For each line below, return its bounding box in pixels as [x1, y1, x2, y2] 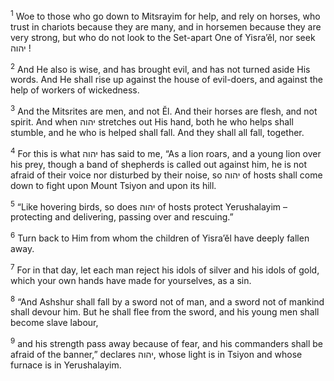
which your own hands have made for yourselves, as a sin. [10, 274, 252, 286]
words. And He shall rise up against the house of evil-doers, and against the [10, 74, 323, 86]
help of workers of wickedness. [10, 84, 140, 96]
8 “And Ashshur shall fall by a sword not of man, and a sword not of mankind [10, 294, 325, 308]
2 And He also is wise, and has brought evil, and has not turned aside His [10, 61, 311, 75]
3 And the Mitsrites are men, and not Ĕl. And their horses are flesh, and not [10, 104, 318, 117]
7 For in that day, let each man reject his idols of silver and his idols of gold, [10, 262, 320, 276]
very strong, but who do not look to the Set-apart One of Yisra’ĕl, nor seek [10, 31, 316, 43]
